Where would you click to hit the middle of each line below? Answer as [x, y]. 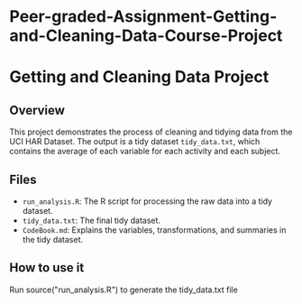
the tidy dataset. [53, 240]
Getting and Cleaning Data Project [139, 77]
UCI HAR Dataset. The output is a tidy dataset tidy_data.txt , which [135, 142]
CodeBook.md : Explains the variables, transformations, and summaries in [154, 230]
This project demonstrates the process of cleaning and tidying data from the [151, 132]
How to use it [47, 268]
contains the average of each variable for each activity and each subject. [145, 152]
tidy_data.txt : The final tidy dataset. [91, 220]
